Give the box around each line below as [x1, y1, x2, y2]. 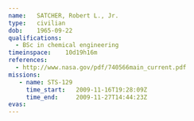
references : [8, 57, 48, 64]
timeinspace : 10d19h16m [8, 49, 98, 57]
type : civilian [8, 19, 66, 27]
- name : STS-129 [18, 78, 73, 86]
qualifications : [8, 33, 62, 42]
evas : [8, 100, 26, 108]
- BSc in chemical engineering [15, 41, 119, 49]
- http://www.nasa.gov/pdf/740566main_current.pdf [15, 64, 187, 72]
